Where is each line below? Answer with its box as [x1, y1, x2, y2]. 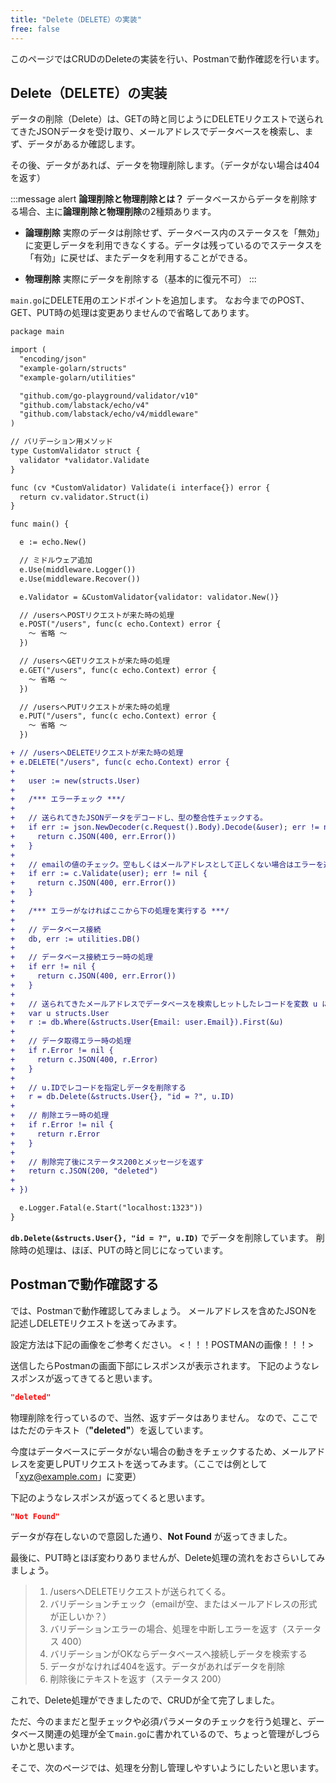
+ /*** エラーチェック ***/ [10, 794, 126, 805]
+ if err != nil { [10, 962, 97, 972]
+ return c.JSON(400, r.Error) [10, 1054, 159, 1065]
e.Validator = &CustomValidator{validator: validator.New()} [19, 592, 280, 602]
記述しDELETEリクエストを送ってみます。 [10, 1317, 183, 1329]
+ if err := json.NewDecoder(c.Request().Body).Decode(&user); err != [10, 822, 320, 833]
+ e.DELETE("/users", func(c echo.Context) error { [10, 757, 230, 767]
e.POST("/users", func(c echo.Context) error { [19, 619, 222, 630]
